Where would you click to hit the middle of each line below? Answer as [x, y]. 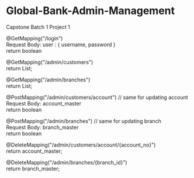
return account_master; [34, 151]
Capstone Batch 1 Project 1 [38, 27]
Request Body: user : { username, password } [61, 44]
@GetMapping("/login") [34, 38]
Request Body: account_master [44, 103]
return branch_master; [33, 169]
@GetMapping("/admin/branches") [48, 80]
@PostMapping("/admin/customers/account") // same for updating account [97, 97]
